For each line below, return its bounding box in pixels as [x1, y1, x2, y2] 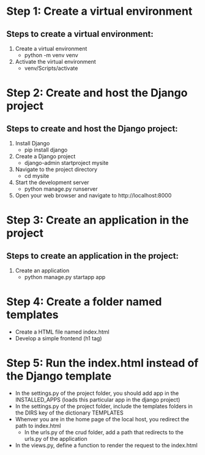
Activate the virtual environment [15, 58, 96, 65]
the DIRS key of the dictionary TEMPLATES [15, 409, 124, 416]
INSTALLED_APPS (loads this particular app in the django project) [15, 396, 181, 403]
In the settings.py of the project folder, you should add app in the [15, 389, 179, 397]
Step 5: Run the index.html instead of [6, 356, 199, 370]
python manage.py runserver [24, 185, 98, 193]
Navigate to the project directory [15, 166, 98, 173]
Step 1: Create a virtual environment [6, 4, 193, 18]
